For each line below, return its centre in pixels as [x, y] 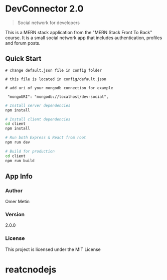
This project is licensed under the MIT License [53, 249]
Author [14, 190]
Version [15, 215]
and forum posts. [23, 43]
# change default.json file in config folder [53, 70]
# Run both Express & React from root [46, 138]
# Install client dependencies [38, 119]
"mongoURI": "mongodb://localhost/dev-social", [58, 97]
